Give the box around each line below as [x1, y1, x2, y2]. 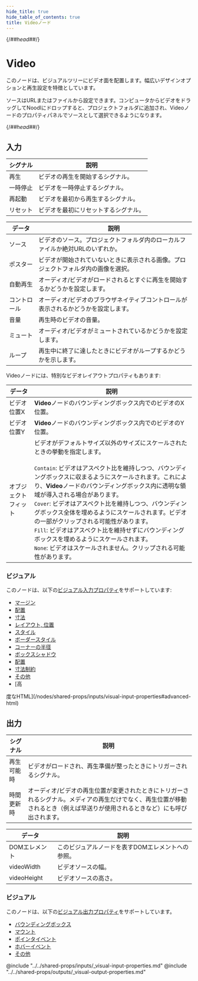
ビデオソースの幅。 [57, 863, 110, 872]
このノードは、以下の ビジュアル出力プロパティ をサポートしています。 [6, 908, 175, 915]
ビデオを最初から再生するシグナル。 [38, 195, 140, 203]
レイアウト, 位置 [14, 621, 54, 628]
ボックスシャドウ [14, 651, 57, 658]
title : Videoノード [6, 20, 51, 25]
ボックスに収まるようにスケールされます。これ [46, 473, 176, 481]
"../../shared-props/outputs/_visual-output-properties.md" [6, 968, 146, 975]
